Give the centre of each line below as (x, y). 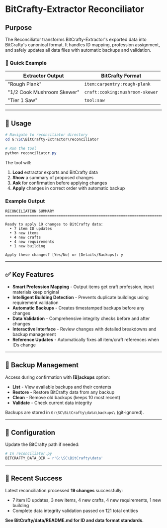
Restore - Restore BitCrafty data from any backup (63, 392)
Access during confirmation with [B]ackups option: (58, 377)
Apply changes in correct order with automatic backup (69, 188)
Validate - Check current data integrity (52, 403)
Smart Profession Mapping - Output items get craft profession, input (83, 287)
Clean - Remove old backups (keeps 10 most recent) (66, 397)
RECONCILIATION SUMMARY (30, 211)
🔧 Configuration (30, 432)
